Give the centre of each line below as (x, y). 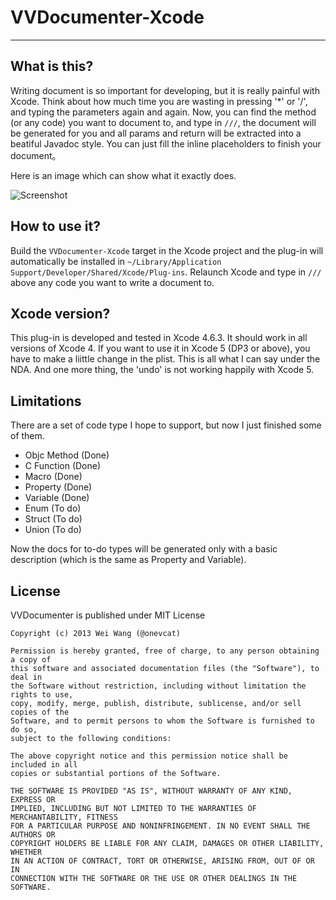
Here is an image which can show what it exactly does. (123, 175)
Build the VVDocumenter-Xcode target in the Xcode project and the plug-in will (167, 250)
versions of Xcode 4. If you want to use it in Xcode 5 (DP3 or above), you (160, 348)
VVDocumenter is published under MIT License (108, 615)
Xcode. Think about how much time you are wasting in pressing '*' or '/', (159, 101)
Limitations (46, 401)
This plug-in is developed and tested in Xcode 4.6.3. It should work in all (159, 338)
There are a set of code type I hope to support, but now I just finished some (166, 425)
